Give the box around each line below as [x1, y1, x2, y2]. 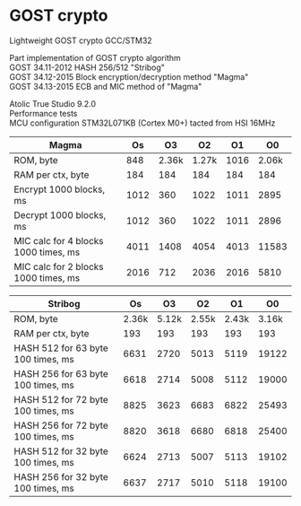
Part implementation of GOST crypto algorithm [9, 52, 181, 63]
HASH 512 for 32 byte [13, 445, 109, 458]
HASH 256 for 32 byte [13, 470, 109, 483]
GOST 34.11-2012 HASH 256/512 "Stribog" [9, 62, 166, 73]
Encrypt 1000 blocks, [13, 183, 106, 196]
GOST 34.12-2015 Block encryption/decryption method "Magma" [9, 71, 249, 82]
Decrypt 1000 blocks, [13, 208, 107, 221]
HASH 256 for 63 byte [13, 367, 109, 379]
